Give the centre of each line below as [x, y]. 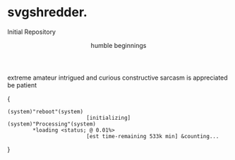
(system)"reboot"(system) [45, 111]
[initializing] [108, 118]
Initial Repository [32, 32]
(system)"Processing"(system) [52, 124]
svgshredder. [48, 12]
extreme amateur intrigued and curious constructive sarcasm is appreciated [117, 78]
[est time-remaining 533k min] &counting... [152, 136]
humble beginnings [119, 45]
